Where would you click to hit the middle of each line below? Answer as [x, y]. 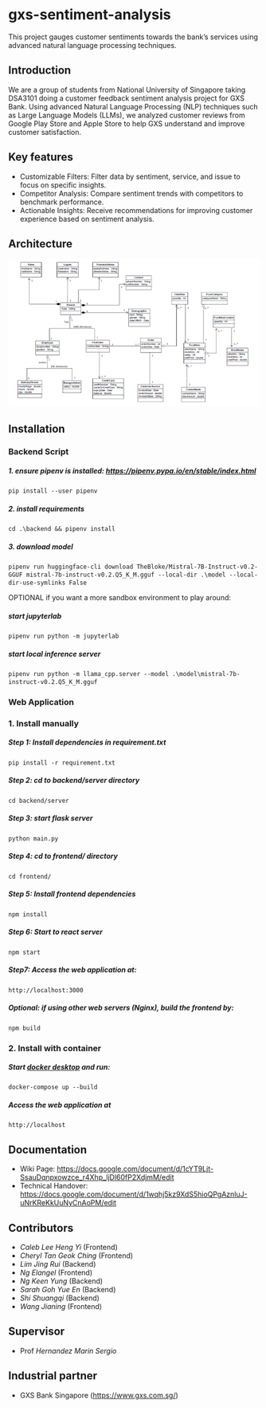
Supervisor [37, 1332]
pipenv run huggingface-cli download [71, 567]
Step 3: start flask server [51, 818]
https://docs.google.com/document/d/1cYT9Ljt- [135, 1169]
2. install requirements [47, 508]
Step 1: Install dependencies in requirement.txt [87, 742]
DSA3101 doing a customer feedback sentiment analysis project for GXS [127, 98]
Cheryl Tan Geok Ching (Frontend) [76, 1256]
